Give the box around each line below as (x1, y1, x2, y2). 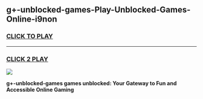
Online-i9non (6, 14, 57, 25)
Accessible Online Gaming (6, 86, 74, 93)
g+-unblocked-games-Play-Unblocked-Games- (6, 5, 191, 15)
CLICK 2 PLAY (6, 55, 48, 63)
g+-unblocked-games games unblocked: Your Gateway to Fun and (6, 79, 177, 86)
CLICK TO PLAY (6, 32, 53, 41)
